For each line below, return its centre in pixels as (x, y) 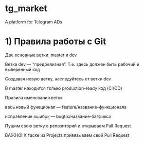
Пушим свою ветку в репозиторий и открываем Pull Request (68, 126)
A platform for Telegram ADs (34, 22)
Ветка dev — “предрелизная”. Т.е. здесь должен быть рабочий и (72, 64)
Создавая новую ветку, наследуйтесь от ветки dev (58, 79)
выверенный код (23, 69)
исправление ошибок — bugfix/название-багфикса (58, 116)
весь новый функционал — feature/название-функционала (66, 107)
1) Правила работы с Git (55, 41)
